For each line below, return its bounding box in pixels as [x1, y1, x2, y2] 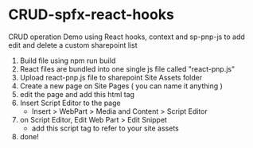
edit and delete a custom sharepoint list [8, 40, 138, 49]
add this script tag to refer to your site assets [31, 123, 179, 133]
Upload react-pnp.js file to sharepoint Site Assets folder [19, 72, 203, 82]
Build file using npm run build [19, 56, 116, 65]
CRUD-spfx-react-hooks [8, 6, 175, 24]
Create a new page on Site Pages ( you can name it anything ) [19, 81, 223, 91]
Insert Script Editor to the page [19, 98, 121, 107]
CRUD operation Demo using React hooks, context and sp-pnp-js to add [8, 32, 245, 41]
